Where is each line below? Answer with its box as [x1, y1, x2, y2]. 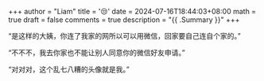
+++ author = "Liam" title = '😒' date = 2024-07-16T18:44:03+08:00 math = [8, 7, 257, 16]
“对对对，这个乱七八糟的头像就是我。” [8, 64, 130, 74]
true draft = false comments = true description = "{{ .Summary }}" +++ [8, 15, 240, 24]
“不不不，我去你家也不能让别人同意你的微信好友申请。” [8, 48, 185, 57]
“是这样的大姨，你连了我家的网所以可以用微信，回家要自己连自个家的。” [8, 31, 241, 40]
